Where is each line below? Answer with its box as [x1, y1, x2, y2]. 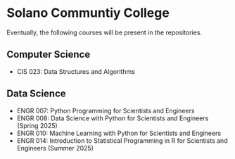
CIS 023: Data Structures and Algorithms [16, 67, 135, 75]
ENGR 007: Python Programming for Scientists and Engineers [16, 106, 195, 115]
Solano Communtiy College [6, 5, 170, 21]
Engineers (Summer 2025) [16, 144, 94, 152]
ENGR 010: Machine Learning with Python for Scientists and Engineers [16, 129, 222, 137]
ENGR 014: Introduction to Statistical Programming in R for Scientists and [16, 136, 228, 145]
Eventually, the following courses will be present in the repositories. [6, 28, 202, 37]
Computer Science [6, 49, 91, 61]
